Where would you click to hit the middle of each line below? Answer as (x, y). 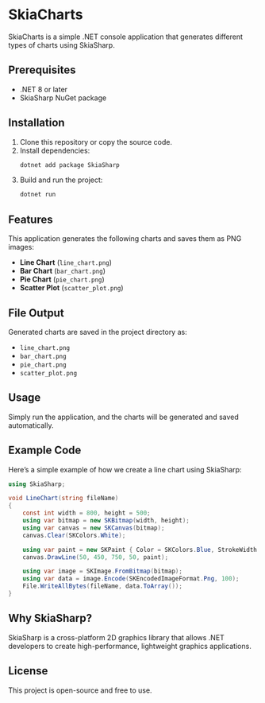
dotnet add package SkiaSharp (70, 165)
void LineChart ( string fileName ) (63, 499)
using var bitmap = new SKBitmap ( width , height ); (106, 521)
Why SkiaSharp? (50, 618)
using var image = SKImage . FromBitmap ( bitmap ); (102, 571)
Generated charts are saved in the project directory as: (98, 332)
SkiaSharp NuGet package (63, 98)
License (28, 671)
